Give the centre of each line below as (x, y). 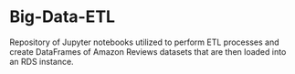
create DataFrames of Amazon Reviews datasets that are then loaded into (148, 51)
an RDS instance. (42, 61)
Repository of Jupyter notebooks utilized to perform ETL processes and (144, 42)
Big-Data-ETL (63, 17)
